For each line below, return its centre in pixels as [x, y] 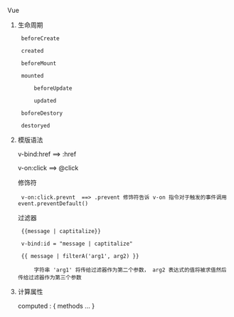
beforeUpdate [53, 88]
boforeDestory [42, 113]
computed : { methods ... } [56, 306]
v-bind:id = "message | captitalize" [77, 244]
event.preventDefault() [53, 204]
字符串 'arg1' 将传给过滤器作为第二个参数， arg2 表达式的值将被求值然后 [130, 270]
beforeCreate [40, 38]
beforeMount [39, 63]
